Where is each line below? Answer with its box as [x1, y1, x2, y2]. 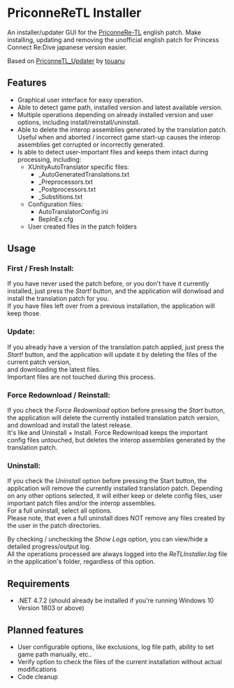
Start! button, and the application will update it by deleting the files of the [7, 350, 217, 358]
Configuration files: [27, 200, 84, 208]
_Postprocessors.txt [38, 184, 96, 194]
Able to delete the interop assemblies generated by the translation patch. [17, 125, 228, 134]
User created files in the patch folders [27, 222, 138, 231]
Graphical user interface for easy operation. [17, 95, 144, 104]
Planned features [7, 624, 84, 636]
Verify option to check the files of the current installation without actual [17, 657, 222, 666]
